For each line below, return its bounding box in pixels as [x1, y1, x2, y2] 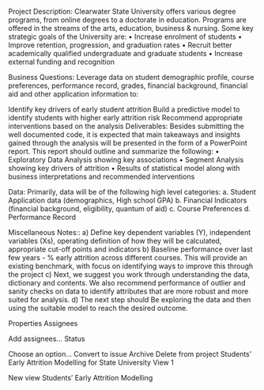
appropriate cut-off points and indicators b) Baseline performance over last [8, 244, 253, 254]
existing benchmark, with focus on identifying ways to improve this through [8, 261, 254, 271]
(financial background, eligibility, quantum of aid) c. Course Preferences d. [8, 204, 251, 213]
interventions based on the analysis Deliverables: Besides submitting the [8, 122, 245, 131]
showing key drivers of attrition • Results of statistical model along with [8, 164, 240, 172]
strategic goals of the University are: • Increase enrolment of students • [8, 32, 243, 41]
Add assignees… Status [8, 334, 85, 343]
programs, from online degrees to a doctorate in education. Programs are [8, 15, 247, 25]
